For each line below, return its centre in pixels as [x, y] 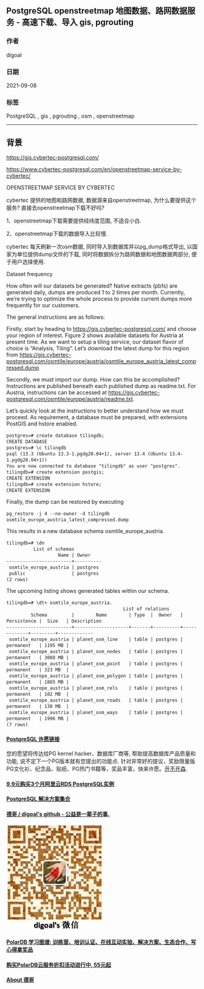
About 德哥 [20, 980]
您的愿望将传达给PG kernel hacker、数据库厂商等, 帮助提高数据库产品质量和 [101, 754]
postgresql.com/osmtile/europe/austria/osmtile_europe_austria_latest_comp [101, 361]
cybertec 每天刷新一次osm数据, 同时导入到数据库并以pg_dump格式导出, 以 [99, 247]
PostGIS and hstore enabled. [42, 424]
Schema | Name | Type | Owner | [107, 615]
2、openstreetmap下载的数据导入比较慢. [57, 234]
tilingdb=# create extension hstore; [54, 484]
